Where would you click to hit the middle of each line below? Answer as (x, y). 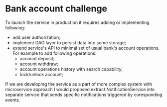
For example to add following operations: (54, 53)
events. (13, 100)
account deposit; (37, 58)
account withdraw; (39, 64)
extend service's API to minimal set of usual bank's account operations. (86, 48)
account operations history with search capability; (71, 69)
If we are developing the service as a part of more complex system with (79, 84)
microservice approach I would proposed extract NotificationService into (80, 89)
